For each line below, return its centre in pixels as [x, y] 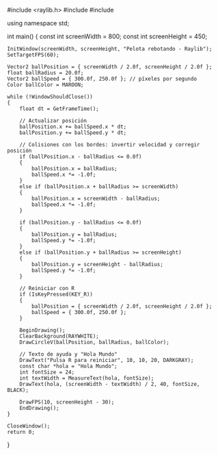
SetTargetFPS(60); [33, 55]
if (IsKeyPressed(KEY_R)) [56, 294]
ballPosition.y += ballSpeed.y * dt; [73, 133]
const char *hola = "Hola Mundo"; [68, 366]
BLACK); [18, 390]
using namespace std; [38, 23]
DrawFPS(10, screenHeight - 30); [67, 402]
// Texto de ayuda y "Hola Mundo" [68, 354]
